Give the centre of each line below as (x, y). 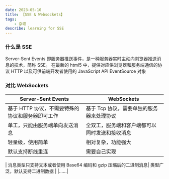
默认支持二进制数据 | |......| (41, 171)
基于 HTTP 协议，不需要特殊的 (44, 108)
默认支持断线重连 (28, 151)
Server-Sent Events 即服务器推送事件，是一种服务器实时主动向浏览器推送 (81, 59)
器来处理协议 (101, 116)
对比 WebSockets (27, 86)
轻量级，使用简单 (28, 142)
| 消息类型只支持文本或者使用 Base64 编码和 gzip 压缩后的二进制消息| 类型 (82, 165)
